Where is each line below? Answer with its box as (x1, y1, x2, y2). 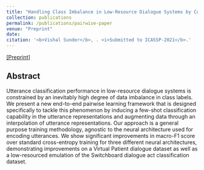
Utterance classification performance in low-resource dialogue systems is (6, 87, 191, 94)
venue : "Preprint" (6, 25, 53, 32)
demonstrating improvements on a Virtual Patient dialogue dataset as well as (6, 145, 198, 152)
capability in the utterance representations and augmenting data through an (6, 113, 195, 120)
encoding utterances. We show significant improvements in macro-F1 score (6, 132, 195, 139)
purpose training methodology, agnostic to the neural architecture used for (6, 125, 193, 133)
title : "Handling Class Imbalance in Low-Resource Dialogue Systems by (6, 8, 191, 15)
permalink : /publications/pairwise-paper (6, 20, 113, 26)
